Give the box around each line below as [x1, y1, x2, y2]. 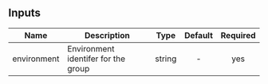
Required [220, 29, 256, 40]
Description [85, 29, 130, 40]
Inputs [8, 6, 41, 20]
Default [184, 29, 214, 40]
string [155, 53, 177, 64]
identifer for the [67, 53, 126, 64]
